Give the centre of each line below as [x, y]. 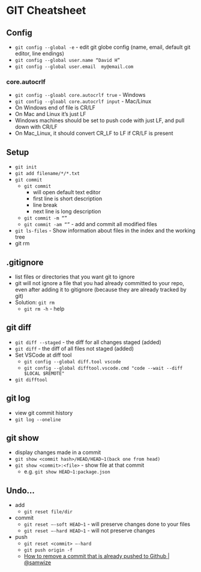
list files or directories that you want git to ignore [75, 277]
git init [26, 167]
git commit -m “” [46, 218]
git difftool [31, 380]
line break [45, 205]
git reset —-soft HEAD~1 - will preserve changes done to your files [107, 524]
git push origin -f [48, 550]
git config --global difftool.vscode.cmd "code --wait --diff [103, 368]
